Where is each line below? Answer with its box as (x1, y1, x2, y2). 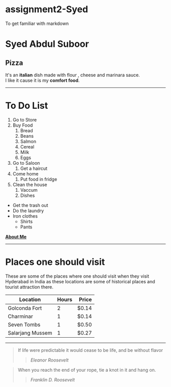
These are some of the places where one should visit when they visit (5, 273, 149, 279)
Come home (12, 170, 39, 176)
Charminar (8, 313, 33, 320)
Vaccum (20, 187, 38, 193)
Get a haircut (20, 165, 47, 171)
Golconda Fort (8, 304, 42, 311)
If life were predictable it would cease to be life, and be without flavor (17, 347, 163, 353)
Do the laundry (12, 207, 44, 214)
